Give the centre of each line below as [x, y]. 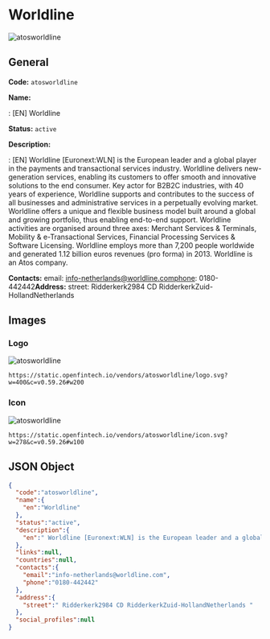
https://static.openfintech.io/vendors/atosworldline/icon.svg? [118, 435]
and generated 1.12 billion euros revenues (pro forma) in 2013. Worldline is [131, 254]
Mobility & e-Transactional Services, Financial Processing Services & [122, 237]
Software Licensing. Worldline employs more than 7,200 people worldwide [131, 245]
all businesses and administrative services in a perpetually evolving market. [133, 202]
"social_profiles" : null [55, 620]
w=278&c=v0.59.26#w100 [46, 442]
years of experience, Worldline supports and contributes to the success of [131, 194]
